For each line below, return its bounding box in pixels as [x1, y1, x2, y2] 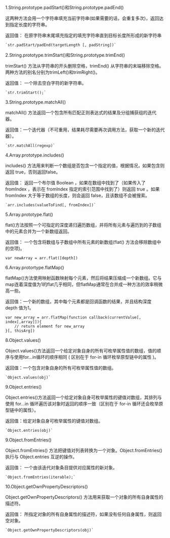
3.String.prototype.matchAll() [5, 99, 66, 105]
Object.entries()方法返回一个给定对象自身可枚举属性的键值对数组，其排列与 [5, 394, 162, 400]
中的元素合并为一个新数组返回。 [5, 228, 72, 234]
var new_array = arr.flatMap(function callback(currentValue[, [5, 315, 142, 320]
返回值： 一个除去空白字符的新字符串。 [5, 80, 87, 86]
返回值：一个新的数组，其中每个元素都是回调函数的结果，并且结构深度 [5, 299, 152, 304]
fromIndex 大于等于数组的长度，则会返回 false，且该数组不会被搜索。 [5, 193, 150, 198]
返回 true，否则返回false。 [5, 169, 61, 175]
